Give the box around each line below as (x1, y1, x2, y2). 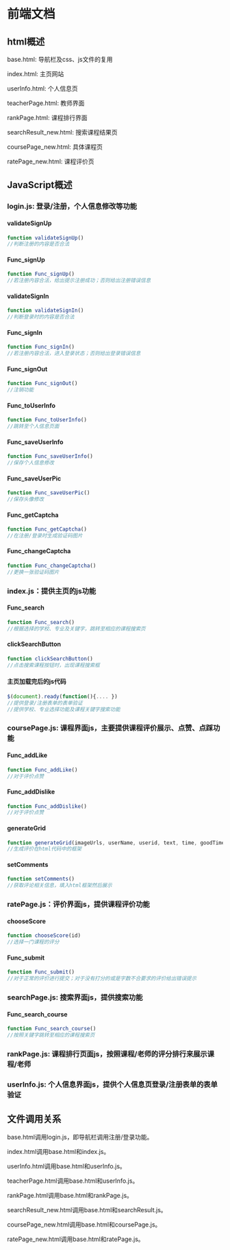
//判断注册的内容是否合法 (7, 241, 70, 248)
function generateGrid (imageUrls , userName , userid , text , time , (7, 839, 197, 846)
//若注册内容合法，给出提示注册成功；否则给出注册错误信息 (7, 277, 151, 284)
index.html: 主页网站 (7, 70, 64, 78)
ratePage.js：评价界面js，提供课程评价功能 (7, 900, 151, 910)
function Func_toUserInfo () (7, 417, 88, 424)
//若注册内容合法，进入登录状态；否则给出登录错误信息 (7, 350, 141, 357)
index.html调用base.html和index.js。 (7, 1147, 110, 1155)
